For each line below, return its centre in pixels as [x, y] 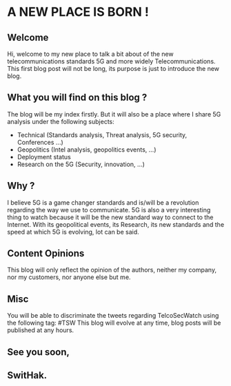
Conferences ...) [40, 142]
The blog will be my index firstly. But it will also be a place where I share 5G [114, 114]
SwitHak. [27, 375]
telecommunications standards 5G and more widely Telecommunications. [111, 61]
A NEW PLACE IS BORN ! [78, 12]
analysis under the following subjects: [61, 121]
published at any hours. [41, 330]
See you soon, [39, 352]
